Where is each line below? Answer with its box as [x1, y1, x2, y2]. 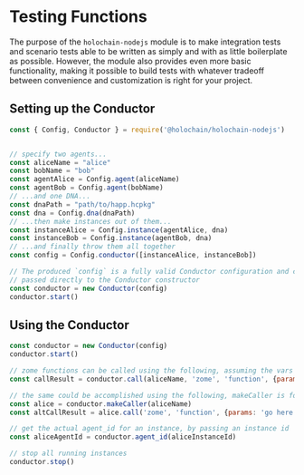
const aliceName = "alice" [9, 158, 111, 167]
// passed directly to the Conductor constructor [9, 275, 201, 285]
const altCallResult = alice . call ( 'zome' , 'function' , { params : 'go [9, 408, 273, 417]
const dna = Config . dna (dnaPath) [9, 208, 136, 218]
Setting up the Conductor [9, 102, 156, 117]
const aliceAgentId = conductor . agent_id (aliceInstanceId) [9, 432, 237, 441]
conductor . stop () [9, 458, 75, 467]
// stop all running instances [9, 449, 128, 459]
